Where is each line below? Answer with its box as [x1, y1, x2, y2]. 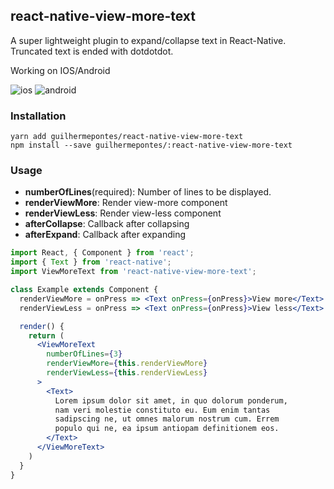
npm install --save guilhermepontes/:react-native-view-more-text [10, 140, 293, 151]
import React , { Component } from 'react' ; [10, 248, 195, 258]
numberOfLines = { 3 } [46, 349, 123, 359]
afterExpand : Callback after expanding [24, 229, 187, 241]
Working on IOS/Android [10, 64, 111, 76]
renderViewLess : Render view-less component [24, 207, 222, 219]
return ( [28, 330, 65, 341]
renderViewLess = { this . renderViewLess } [46, 368, 208, 378]
